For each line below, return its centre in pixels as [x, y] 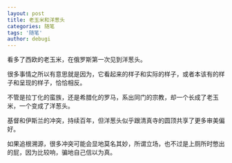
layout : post [26, 13]
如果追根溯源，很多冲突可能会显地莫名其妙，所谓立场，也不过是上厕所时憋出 [116, 144]
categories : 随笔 [31, 26]
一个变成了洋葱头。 [46, 106]
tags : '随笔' [25, 33]
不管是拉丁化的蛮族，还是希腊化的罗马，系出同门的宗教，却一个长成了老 [110, 98]
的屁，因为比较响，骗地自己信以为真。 [61, 153]
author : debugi [29, 39]
